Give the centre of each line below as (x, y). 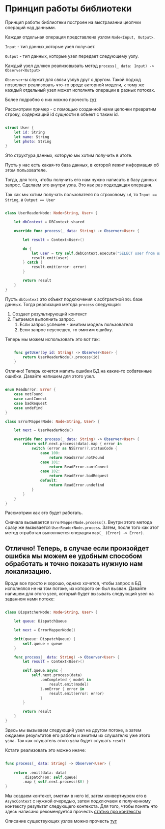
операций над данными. (31, 27)
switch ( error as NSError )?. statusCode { (74, 449)
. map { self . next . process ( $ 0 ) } (56, 782)
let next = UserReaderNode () (44, 430)
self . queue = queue (43, 644)
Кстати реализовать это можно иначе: (45, 750)
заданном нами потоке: (30, 599)
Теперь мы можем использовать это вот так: (53, 339)
